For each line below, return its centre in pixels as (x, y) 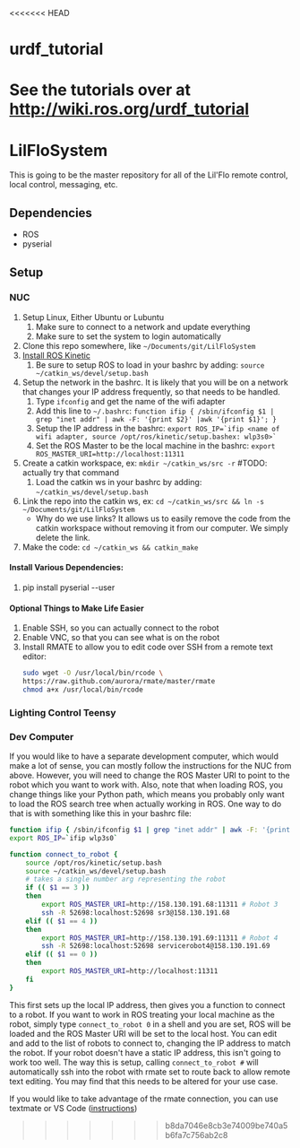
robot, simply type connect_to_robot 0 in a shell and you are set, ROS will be (150, 1024)
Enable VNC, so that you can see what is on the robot (121, 638)
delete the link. (63, 537)
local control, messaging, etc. (64, 185)
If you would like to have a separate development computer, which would (144, 756)
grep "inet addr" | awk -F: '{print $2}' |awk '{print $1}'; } (156, 419)
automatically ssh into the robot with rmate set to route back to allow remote (150, 1072)
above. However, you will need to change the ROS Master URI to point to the (150, 776)
